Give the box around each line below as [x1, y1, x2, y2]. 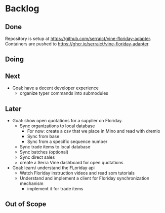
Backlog [5, 3, 40, 14]
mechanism [19, 180, 43, 186]
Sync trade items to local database [19, 144, 90, 150]
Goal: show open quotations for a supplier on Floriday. [12, 118, 123, 124]
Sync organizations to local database [19, 123, 95, 129]
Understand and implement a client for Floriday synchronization [19, 176, 150, 181]
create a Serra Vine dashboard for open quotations [19, 160, 124, 166]
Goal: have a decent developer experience [12, 85, 99, 91]
